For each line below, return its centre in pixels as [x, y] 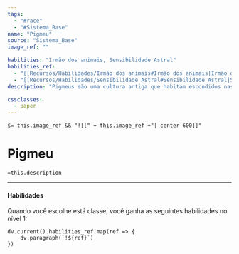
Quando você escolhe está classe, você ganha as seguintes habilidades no [117, 211]
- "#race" [28, 21]
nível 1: [17, 219]
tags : [15, 14]
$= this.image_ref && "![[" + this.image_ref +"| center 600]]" [105, 126]
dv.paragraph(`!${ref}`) [57, 238]
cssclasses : [25, 100]
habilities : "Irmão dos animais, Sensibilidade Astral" [92, 60]
